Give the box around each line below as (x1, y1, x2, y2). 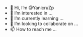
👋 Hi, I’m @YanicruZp (10, 5, 54, 10)
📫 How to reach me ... (10, 26, 57, 32)
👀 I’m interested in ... (10, 10, 53, 16)
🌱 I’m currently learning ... (10, 15, 64, 21)
